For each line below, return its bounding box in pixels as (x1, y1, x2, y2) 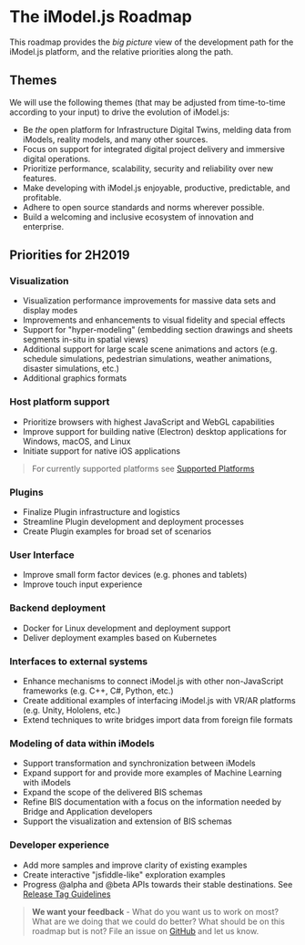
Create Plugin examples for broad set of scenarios (22, 526, 212, 537)
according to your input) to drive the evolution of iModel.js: (9, 107, 230, 118)
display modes (22, 305, 78, 316)
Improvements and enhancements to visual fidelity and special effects (22, 314, 286, 325)
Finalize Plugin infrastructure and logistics (22, 507, 180, 518)
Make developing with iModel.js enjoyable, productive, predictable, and (22, 182, 290, 193)
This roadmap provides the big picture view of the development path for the (9, 36, 294, 47)
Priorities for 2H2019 (9, 248, 130, 263)
